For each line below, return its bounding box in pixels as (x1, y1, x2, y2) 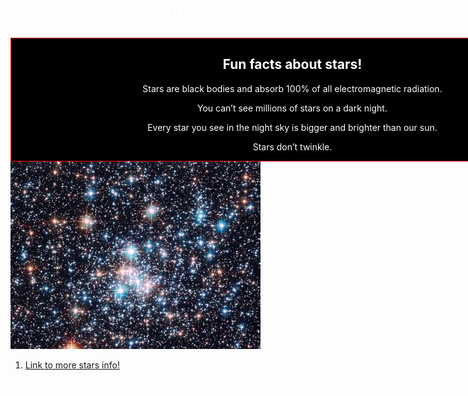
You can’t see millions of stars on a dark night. (197, 102, 388, 114)
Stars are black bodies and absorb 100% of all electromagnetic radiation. (142, 82, 443, 94)
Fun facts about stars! (222, 56, 363, 73)
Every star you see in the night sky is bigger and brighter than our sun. (147, 121, 438, 133)
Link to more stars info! (24, 359, 120, 371)
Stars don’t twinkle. (252, 140, 333, 153)
